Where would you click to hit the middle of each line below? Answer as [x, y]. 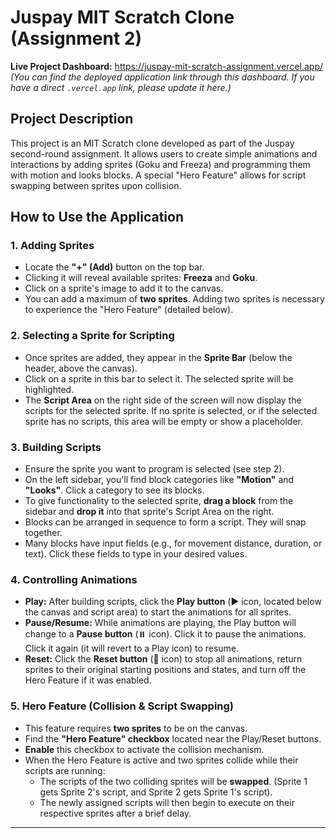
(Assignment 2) [76, 38]
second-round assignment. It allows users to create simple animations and [164, 153]
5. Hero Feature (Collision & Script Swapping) [122, 706]
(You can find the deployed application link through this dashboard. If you [162, 77]
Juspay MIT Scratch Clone [122, 17]
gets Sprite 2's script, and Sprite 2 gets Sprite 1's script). [156, 792]
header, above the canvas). [81, 368]
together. [43, 533]
